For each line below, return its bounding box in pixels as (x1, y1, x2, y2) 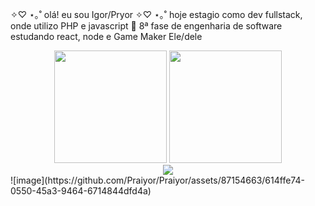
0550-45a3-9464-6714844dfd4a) (10, 185, 152, 197)
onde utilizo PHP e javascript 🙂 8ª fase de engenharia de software (10, 20, 283, 32)
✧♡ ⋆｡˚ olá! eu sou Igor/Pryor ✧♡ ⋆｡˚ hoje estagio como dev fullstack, (10, 9, 303, 20)
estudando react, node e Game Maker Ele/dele (10, 31, 203, 42)
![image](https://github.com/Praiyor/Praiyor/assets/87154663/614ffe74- (10, 174, 305, 186)
